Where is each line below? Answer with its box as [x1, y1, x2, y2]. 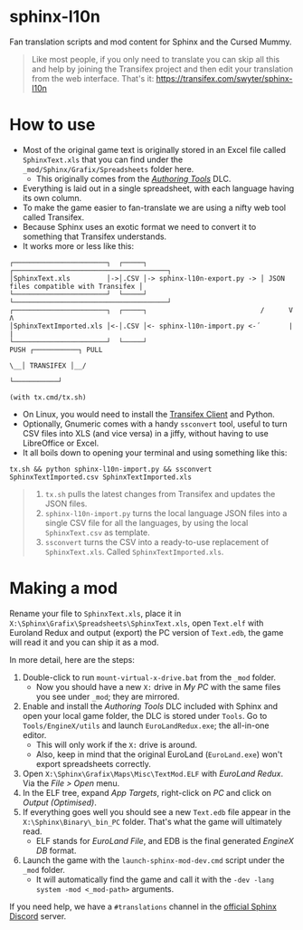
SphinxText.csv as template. [44, 527, 151, 538]
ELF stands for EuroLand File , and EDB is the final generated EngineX [35, 835, 294, 846]
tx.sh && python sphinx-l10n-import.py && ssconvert [9, 465, 213, 474]
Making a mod [9, 578, 118, 599]
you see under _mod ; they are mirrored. [35, 691, 180, 702]
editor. [22, 729, 47, 740]
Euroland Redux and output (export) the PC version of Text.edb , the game [9, 627, 284, 638]
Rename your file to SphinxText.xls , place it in [9, 608, 182, 618]
